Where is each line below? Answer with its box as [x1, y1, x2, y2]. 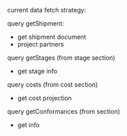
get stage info [17, 67, 58, 75]
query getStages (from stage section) [7, 53, 116, 62]
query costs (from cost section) [7, 80, 98, 89]
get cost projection [17, 94, 72, 102]
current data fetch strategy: [7, 6, 87, 14]
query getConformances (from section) [7, 108, 121, 115]
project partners [17, 40, 64, 48]
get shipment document [17, 33, 87, 41]
